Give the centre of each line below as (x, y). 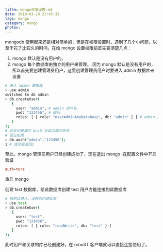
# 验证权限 (15, 135)
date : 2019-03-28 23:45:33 (32, 14)
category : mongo (21, 23)
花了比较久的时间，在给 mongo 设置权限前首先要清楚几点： (73, 48)
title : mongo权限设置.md (29, 9)
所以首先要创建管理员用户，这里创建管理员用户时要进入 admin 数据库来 (83, 70)
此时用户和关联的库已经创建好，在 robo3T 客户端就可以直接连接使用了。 (77, 245)
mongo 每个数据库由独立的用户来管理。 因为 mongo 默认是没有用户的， (84, 64)
